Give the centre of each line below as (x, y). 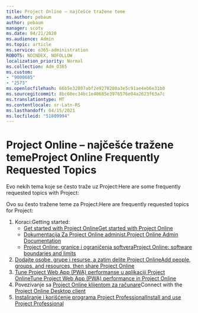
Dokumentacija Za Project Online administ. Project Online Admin (101, 234)
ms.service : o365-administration (47, 50)
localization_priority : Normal (45, 61)
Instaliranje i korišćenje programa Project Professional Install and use (98, 297)
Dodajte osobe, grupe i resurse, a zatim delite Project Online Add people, (103, 260)
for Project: (20, 211)
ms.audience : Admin (30, 39)
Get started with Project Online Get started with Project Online (98, 229)
